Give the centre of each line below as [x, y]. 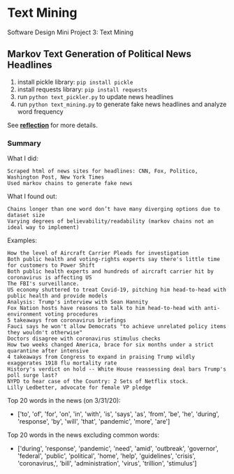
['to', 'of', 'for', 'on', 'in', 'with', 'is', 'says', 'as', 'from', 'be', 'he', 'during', [118, 414]
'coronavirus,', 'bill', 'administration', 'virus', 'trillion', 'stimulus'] [107, 464]
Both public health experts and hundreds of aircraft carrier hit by [111, 272]
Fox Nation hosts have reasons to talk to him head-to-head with [104, 309]
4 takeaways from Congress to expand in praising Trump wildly [101, 357]
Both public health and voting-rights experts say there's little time [114, 260]
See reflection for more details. [52, 125]
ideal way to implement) [43, 228]
